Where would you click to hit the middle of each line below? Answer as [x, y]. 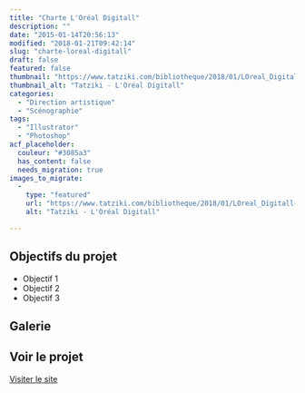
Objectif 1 [40, 279]
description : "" [40, 26]
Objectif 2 [41, 288]
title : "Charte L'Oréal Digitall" [75, 18]
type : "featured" [59, 195]
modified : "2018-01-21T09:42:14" [73, 43]
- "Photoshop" [44, 136]
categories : [32, 93]
